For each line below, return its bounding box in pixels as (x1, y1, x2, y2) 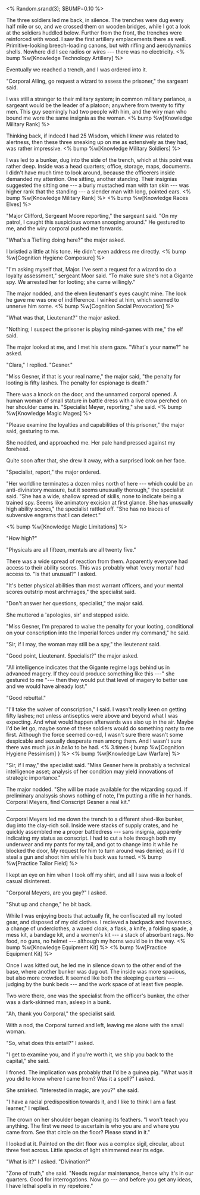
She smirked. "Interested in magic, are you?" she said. (6, 1087, 139, 1094)
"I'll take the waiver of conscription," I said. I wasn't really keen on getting (6, 706, 186, 713)
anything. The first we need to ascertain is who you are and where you (6, 1122, 180, 1130)
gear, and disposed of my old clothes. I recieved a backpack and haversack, (6, 919, 193, 925)
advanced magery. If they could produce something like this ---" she (6, 670, 175, 677)
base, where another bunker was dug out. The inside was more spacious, (6, 968, 186, 975)
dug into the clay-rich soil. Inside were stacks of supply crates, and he (6, 822, 179, 829)
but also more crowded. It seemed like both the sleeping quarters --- (6, 974, 175, 981)
